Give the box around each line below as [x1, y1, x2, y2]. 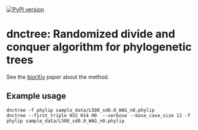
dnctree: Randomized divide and [6, 27, 176, 41]
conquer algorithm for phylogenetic [6, 40, 192, 54]
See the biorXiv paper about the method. [6, 73, 109, 81]
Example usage [6, 91, 66, 101]
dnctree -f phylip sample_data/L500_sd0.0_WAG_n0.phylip [6, 107, 155, 113]
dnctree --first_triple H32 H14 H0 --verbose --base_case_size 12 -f [6, 112, 191, 118]
